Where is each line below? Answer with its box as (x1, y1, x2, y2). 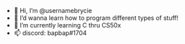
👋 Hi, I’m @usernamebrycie (13, 7, 92, 14)
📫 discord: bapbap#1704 (13, 29, 87, 37)
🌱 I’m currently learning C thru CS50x (13, 21, 122, 29)
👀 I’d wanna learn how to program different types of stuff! (13, 14, 179, 22)
